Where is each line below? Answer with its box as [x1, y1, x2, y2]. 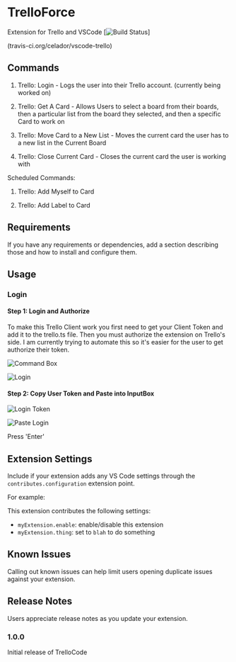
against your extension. [7, 575, 76, 583]
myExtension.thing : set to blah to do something [17, 528, 155, 537]
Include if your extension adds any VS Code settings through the [7, 472, 196, 481]
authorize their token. [7, 345, 70, 354]
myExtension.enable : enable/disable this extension [17, 520, 164, 529]
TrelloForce [7, 4, 76, 21]
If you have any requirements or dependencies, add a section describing [7, 240, 219, 249]
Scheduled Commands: [7, 173, 76, 181]
